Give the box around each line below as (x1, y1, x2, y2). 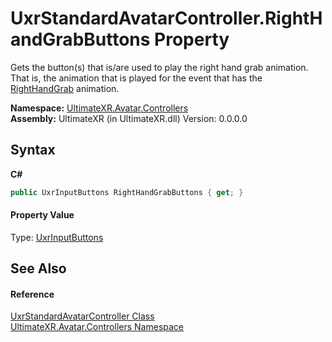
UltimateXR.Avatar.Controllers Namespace (10, 321, 185, 333)
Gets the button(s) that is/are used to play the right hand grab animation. (10, 61, 309, 73)
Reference (10, 288, 55, 300)
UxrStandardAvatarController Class (10, 310, 155, 322)
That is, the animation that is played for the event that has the (10, 72, 263, 84)
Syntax (10, 142, 56, 159)
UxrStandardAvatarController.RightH (10, 7, 323, 30)
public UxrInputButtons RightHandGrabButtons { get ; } (10, 187, 244, 197)
